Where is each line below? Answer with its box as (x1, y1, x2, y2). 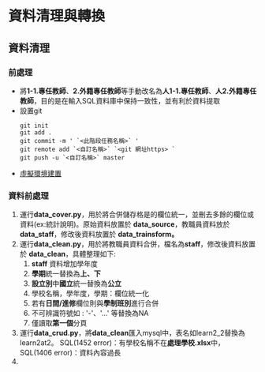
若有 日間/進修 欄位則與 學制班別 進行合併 (31, 299, 159, 308)
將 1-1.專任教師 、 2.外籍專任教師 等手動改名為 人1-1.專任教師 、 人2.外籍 (19, 86, 243, 96)
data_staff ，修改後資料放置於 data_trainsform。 (19, 230, 179, 239)
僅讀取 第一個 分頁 (31, 318, 88, 328)
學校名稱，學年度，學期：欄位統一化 (31, 289, 150, 299)
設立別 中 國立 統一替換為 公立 (31, 279, 122, 288)
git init (19, 122, 49, 130)
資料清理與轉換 (8, 7, 106, 25)
